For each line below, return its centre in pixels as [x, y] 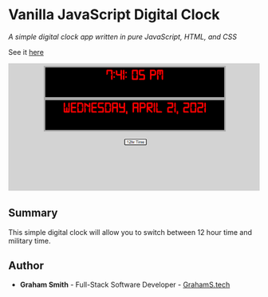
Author [26, 266]
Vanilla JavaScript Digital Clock [114, 15]
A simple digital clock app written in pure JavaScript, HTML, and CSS [123, 37]
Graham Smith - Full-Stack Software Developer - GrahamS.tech [125, 285]
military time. [30, 240]
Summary [33, 213]
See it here [26, 52]
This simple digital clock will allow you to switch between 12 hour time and [130, 232]
